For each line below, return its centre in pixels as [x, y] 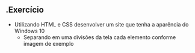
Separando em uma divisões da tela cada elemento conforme [100, 37]
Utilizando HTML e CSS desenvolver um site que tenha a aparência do [101, 24]
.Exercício [25, 10]
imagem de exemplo [48, 43]
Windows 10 [29, 31]
